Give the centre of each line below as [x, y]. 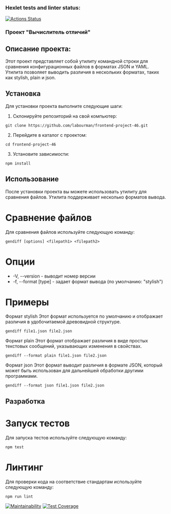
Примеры [27, 302]
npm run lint [19, 497]
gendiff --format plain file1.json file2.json [56, 356]
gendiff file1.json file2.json [39, 331]
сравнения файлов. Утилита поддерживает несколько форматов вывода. [86, 197]
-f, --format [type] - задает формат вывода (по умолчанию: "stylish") [88, 281]
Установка [23, 94]
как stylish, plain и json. [31, 78]
